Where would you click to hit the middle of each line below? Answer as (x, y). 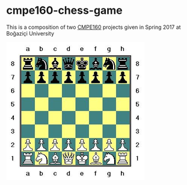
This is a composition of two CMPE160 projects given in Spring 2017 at (94, 27)
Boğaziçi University (30, 33)
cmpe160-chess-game (64, 11)
